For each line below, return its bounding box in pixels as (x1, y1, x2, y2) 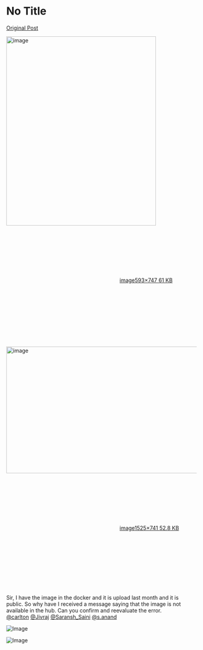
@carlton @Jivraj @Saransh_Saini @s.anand (6, 613, 117, 620)
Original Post (6, 24, 39, 31)
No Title (6, 4, 47, 18)
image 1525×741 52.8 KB (120, 524, 179, 531)
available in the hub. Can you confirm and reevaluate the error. (6, 606, 162, 614)
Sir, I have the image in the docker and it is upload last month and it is (6, 594, 179, 601)
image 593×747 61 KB (120, 277, 173, 284)
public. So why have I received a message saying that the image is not (6, 600, 181, 608)
